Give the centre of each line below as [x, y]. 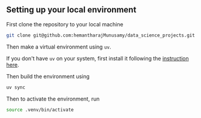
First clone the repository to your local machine [65, 24]
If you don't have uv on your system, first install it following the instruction [97, 58]
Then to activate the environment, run [53, 99]
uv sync [16, 87]
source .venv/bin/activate [40, 110]
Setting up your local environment [71, 10]
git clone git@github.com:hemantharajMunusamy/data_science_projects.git [101, 35]
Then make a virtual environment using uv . [59, 47]
